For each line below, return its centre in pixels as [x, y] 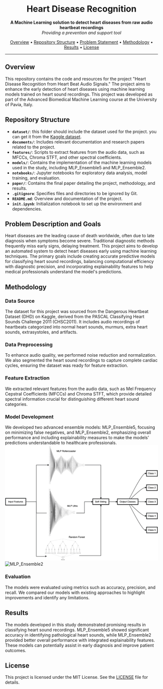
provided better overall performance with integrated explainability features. [80, 640]
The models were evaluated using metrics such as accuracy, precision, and [80, 587]
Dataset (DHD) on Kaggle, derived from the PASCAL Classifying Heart [75, 317]
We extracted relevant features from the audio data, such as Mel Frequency [81, 389]
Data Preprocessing [29, 344]
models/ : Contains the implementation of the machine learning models [82, 162]
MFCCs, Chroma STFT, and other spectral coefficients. [67, 157]
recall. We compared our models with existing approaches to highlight [75, 592]
